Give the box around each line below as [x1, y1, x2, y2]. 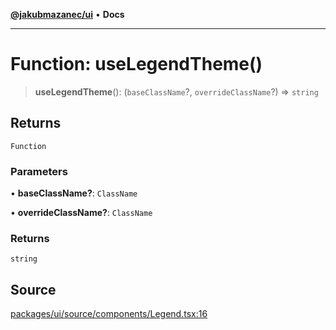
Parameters [10, 164, 68, 178]
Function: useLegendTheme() [10, 53, 263, 76]
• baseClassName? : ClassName [10, 187, 138, 199]
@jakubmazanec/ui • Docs [10, 9, 125, 20]
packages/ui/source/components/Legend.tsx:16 [10, 308, 208, 320]
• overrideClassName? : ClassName [10, 207, 153, 219]
